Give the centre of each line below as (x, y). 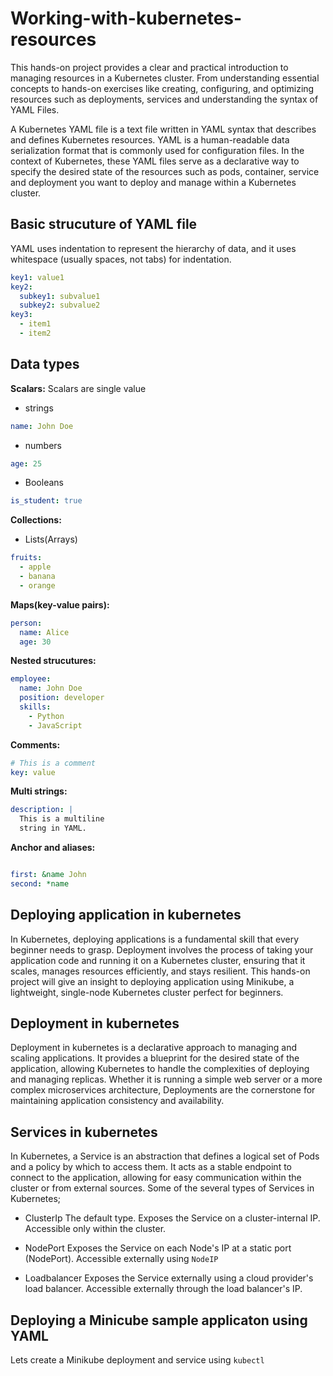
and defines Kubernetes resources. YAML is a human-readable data (150, 139)
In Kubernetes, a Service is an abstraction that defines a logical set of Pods (165, 1156)
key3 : (21, 315)
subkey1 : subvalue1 (60, 296)
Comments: (35, 744)
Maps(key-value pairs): (60, 604)
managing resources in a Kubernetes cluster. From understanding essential (165, 78)
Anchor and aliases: (53, 848)
